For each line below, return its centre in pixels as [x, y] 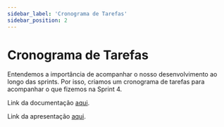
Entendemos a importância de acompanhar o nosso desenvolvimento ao [112, 74]
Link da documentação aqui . [49, 103]
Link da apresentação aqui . [47, 116]
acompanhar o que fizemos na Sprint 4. [65, 89]
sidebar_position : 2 [38, 20]
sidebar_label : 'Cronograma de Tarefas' [68, 14]
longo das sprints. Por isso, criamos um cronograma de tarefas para [106, 82]
